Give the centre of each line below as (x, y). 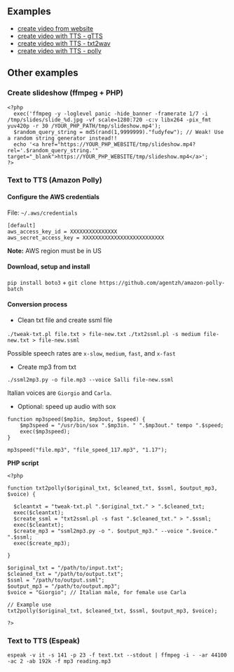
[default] (22, 225)
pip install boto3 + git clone (52, 282)
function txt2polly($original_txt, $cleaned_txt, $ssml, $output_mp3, (112, 488)
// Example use (29, 605)
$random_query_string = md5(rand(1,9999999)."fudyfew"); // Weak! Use (119, 132)
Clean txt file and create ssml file (65, 320)
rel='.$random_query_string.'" (53, 150)
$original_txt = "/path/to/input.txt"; (66, 568)
